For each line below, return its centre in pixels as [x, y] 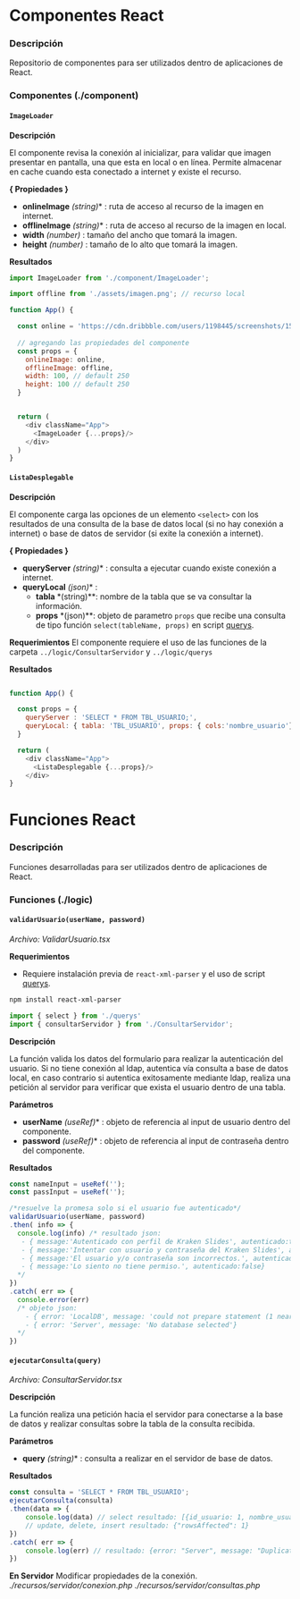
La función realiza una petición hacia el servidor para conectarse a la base [146, 1415]
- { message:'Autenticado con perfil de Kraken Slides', [129, 1241]
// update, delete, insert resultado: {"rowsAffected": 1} [137, 1526]
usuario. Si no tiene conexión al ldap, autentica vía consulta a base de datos [149, 1068]
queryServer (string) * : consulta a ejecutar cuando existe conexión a [149, 568]
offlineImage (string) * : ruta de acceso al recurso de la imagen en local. [154, 225]
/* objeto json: [47, 1308]
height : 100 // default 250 [77, 385]
